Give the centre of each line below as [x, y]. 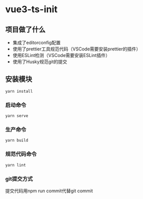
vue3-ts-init [31, 9]
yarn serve [17, 116]
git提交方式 [19, 179]
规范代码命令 [21, 154]
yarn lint [16, 165]
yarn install [19, 91]
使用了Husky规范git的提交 [40, 62]
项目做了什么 [25, 29]
